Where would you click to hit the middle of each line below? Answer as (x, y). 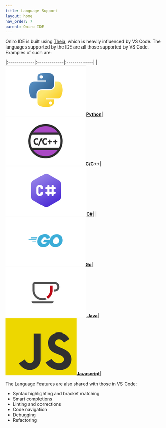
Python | (94, 114)
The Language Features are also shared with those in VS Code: (71, 384)
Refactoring (25, 420)
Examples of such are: (29, 53)
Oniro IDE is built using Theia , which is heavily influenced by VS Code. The (83, 42)
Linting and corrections (37, 404)
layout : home (19, 16)
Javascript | (89, 374)
